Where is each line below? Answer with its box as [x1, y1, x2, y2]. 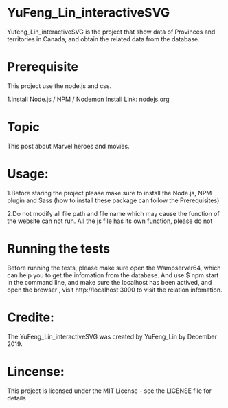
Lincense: [7, 363, 65, 379]
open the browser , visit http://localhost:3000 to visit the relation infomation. [7, 286, 223, 294]
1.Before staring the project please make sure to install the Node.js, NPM [7, 189, 212, 197]
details [7, 394, 26, 402]
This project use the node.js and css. [7, 81, 112, 90]
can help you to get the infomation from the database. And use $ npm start [7, 270, 219, 279]
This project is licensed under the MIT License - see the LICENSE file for [7, 387, 212, 395]
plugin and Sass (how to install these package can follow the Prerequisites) [7, 196, 220, 204]
